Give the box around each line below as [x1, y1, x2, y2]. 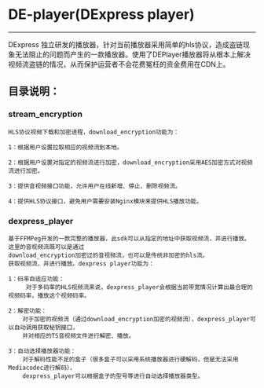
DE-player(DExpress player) [8, 5, 195, 24]
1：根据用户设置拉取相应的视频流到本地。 [8, 143, 123, 151]
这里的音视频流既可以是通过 [8, 243, 85, 251]
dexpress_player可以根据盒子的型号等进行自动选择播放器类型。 [22, 372, 204, 380]
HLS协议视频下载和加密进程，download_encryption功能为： [8, 128, 179, 136]
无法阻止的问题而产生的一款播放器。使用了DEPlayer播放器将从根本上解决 [14, 49, 251, 59]
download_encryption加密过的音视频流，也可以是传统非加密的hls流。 [8, 251, 209, 259]
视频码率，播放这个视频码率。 [8, 291, 90, 299]
